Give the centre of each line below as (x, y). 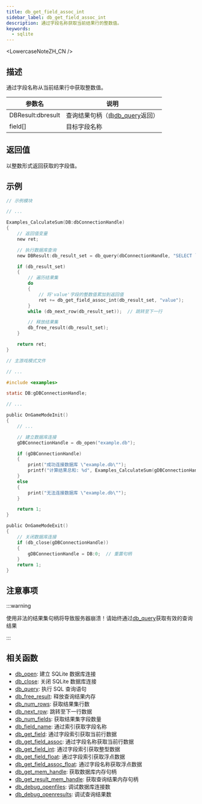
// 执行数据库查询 (37, 250)
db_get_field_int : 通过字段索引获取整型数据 (67, 749)
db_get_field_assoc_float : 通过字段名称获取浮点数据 (78, 764)
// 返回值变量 (32, 234)
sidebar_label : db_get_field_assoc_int (56, 17)
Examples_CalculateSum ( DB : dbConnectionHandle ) (66, 223)
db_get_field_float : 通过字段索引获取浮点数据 (70, 756)
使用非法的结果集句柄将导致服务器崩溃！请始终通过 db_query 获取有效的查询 (99, 618)
